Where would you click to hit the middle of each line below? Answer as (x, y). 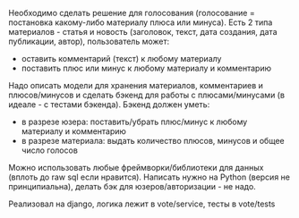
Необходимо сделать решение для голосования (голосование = (132, 13)
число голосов (49, 150)
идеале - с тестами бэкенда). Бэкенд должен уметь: (109, 105)
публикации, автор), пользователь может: (89, 41)
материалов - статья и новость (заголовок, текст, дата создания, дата (143, 32)
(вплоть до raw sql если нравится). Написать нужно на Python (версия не (149, 177)
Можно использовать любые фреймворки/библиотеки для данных (136, 168)
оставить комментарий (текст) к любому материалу (121, 59)
